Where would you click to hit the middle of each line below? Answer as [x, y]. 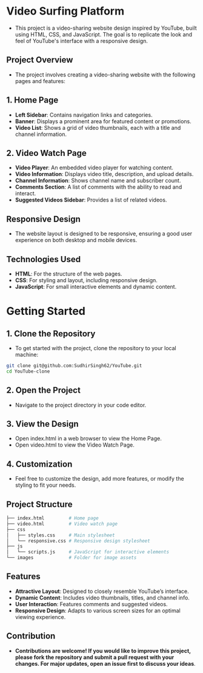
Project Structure [39, 504]
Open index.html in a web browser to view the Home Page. [88, 439]
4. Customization [39, 464]
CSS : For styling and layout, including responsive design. [86, 280]
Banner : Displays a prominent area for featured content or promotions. [103, 121]
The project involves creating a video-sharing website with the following [105, 75]
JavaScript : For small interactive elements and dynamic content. [96, 287]
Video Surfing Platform [65, 11]
